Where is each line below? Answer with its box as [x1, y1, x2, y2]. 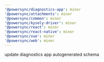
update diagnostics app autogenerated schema [4, 51, 99, 57]
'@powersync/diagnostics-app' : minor [4, 7, 81, 12]
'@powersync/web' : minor [4, 38, 55, 43]
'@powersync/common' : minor [4, 16, 62, 21]
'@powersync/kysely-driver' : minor [4, 20, 77, 25]
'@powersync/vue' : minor [4, 34, 55, 39]
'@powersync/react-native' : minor [4, 29, 75, 34]
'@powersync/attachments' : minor [4, 12, 72, 16]
